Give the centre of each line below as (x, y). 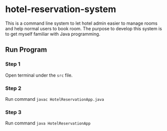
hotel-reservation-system (61, 9)
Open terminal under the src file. (39, 75)
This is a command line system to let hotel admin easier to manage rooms (81, 23)
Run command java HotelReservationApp (48, 123)
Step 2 (13, 88)
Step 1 (13, 64)
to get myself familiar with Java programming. (53, 34)
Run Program (26, 50)
